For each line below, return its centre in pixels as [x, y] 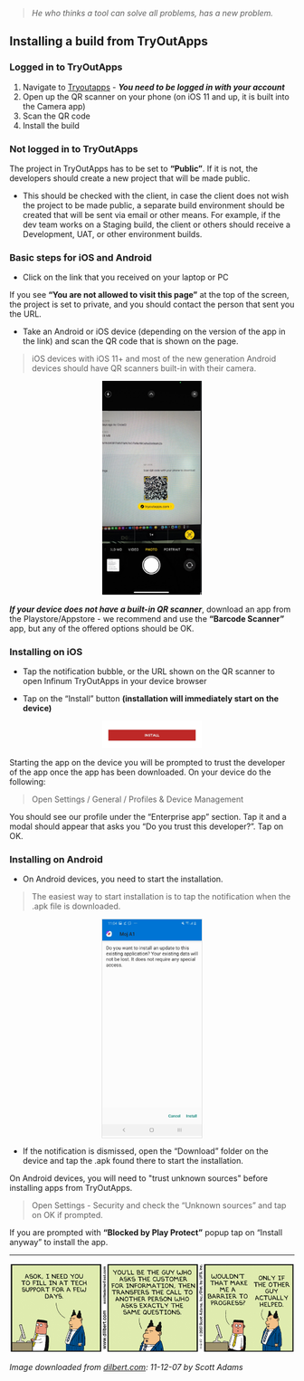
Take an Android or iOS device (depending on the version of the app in [154, 332]
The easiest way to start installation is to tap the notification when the [161, 897]
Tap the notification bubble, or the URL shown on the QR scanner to [149, 671]
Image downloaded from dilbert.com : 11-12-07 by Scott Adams [126, 1367]
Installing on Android [57, 859]
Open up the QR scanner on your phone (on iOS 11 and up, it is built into [156, 96]
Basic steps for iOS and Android [81, 257]
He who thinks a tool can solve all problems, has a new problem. [152, 13]
